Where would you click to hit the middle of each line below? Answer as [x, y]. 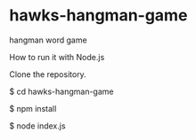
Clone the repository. [48, 74]
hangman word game [48, 40]
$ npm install [33, 108]
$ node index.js [37, 126]
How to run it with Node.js [57, 57]
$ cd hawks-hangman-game [61, 91]
